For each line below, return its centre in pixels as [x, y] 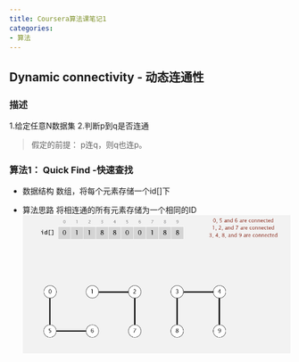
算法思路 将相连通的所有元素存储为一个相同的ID [109, 210]
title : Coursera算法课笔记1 [58, 19]
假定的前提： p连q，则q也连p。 [89, 145]
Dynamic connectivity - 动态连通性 [107, 77]
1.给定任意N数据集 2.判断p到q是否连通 [79, 126]
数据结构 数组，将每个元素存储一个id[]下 [96, 191]
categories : [31, 28]
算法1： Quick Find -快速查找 [71, 169]
